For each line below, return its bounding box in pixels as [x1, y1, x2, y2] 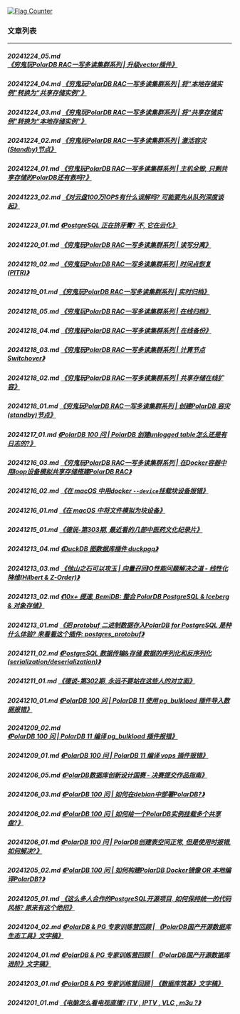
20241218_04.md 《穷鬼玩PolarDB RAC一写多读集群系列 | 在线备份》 [7, 326, 212, 335]
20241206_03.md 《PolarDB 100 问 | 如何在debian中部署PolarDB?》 [7, 790, 205, 799]
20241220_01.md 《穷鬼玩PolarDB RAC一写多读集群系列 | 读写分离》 [7, 240, 212, 249]
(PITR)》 [7, 268, 30, 276]
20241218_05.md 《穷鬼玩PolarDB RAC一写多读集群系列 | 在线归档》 [7, 307, 212, 316]
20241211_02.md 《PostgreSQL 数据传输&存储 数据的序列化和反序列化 [7, 648, 212, 657]
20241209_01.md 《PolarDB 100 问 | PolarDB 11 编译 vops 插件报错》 [7, 751, 209, 760]
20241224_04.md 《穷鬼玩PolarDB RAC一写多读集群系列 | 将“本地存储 [7, 79, 216, 89]
